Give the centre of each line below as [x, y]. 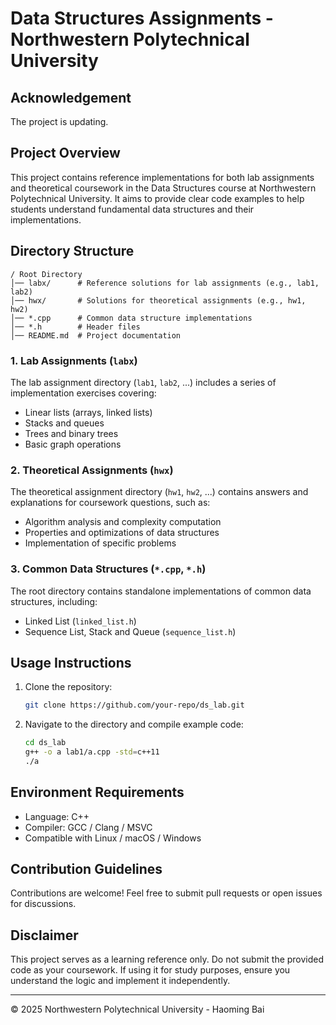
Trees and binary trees [71, 433]
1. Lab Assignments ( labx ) [74, 360]
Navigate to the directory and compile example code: [134, 724]
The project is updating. [59, 121]
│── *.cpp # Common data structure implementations [131, 318]
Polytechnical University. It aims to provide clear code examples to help [157, 198]
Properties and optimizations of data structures [122, 533]
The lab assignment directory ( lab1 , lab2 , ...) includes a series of [143, 382]
